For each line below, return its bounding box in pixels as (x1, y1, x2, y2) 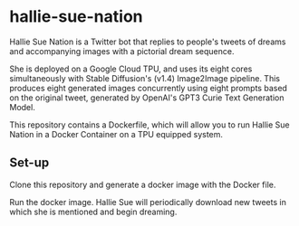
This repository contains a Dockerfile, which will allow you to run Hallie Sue (9, 119, 290, 130)
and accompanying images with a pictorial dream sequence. (9, 45, 235, 56)
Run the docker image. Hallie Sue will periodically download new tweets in (9, 196, 287, 207)
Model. (9, 101, 36, 112)
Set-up (9, 155, 50, 171)
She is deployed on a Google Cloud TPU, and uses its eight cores (9, 63, 253, 74)
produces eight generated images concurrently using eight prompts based (9, 82, 288, 93)
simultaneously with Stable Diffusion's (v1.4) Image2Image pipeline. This (9, 72, 281, 83)
